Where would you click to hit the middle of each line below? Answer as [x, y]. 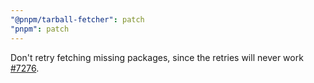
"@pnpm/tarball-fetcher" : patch [77, 19]
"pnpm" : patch [40, 29]
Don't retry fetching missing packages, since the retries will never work [157, 57]
